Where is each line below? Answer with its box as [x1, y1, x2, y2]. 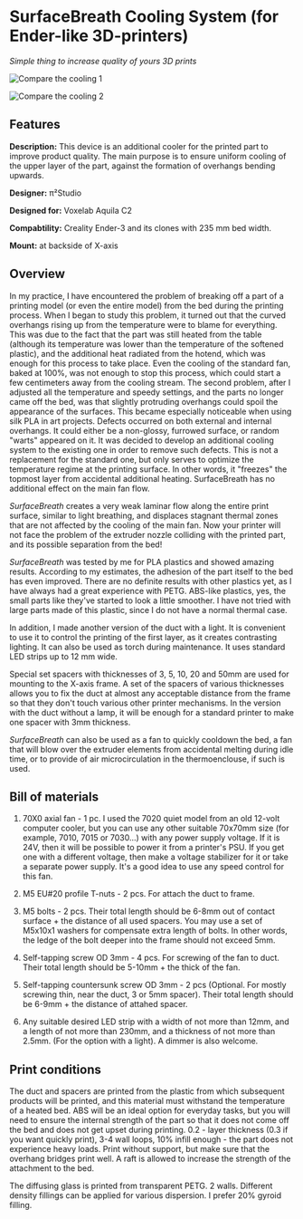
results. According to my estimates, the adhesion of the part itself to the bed [9, 566, 294, 577]
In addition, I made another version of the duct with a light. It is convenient [9, 622, 287, 633]
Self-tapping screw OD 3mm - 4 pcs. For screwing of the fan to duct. [22, 953, 280, 964]
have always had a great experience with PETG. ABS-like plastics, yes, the [9, 585, 287, 596]
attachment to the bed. [9, 1163, 95, 1174]
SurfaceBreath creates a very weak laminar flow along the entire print [9, 500, 270, 511]
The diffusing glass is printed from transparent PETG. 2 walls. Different [9, 1180, 273, 1192]
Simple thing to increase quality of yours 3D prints [9, 55, 197, 66]
